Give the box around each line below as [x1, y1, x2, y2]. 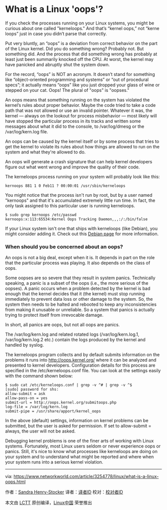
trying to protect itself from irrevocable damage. [5, 312, 103, 318]
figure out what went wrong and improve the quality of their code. [5, 164, 140, 170]
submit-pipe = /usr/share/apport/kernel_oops [5, 409, 101, 414]
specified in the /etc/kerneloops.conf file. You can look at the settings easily [5, 368, 161, 374]
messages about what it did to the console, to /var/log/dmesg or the [5, 123, 145, 129]
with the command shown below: [5, 373, 73, 379]
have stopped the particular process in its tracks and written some [5, 118, 141, 124]
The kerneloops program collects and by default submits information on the [5, 352, 160, 358]
